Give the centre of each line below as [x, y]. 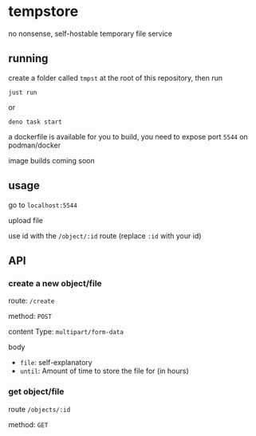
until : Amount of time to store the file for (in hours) [104, 371]
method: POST [30, 316]
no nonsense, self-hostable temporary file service [91, 33]
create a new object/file [55, 283]
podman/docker [35, 145]
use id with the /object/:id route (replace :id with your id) [105, 236]
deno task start [35, 122]
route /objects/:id [39, 409]
